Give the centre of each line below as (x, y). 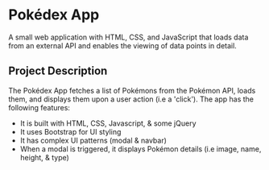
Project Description (58, 71)
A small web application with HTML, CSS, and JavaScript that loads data (128, 37)
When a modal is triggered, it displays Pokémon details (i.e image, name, (141, 149)
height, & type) (45, 157)
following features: (39, 107)
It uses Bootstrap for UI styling (70, 131)
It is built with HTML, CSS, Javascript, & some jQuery (108, 123)
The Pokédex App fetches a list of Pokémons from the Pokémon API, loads (132, 90)
